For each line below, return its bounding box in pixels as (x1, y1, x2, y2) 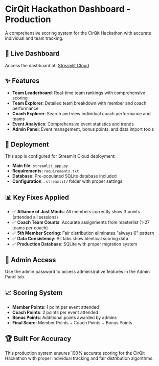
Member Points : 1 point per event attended (12, 304, 99, 310)
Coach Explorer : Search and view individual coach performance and (12, 110, 151, 116)
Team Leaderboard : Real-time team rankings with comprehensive (12, 90, 146, 96)
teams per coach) (12, 225, 48, 231)
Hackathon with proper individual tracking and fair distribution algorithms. (5, 355, 154, 361)
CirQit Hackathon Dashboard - (5, 3, 131, 15)
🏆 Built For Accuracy (5, 335, 71, 343)
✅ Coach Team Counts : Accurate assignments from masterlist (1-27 (12, 220, 150, 225)
